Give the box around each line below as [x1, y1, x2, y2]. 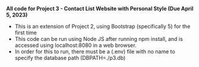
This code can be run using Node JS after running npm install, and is [14, 36, 183, 42]
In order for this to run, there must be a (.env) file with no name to [14, 48, 175, 55]
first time [14, 29, 37, 36]
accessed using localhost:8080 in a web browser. [14, 42, 137, 49]
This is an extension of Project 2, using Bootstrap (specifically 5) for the [14, 23, 191, 30]
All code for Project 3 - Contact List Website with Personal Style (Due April [6, 5, 194, 12]
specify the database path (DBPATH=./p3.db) [14, 55, 126, 61]
